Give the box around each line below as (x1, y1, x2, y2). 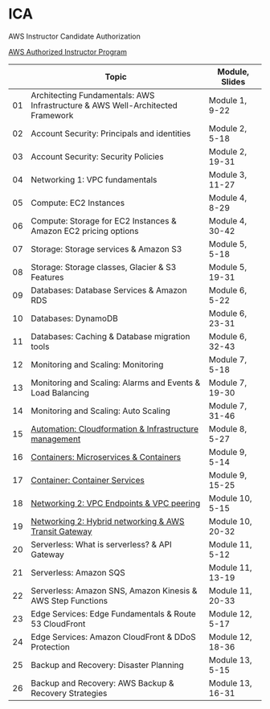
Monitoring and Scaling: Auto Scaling (31, 405, 171, 416)
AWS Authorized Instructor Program (8, 47, 127, 56)
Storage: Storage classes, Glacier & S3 (31, 261, 177, 273)
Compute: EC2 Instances (31, 197, 125, 208)
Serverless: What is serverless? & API (31, 539, 172, 550)
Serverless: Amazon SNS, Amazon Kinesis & (31, 584, 198, 596)
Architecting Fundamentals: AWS (31, 89, 155, 100)
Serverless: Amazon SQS (31, 567, 126, 578)
